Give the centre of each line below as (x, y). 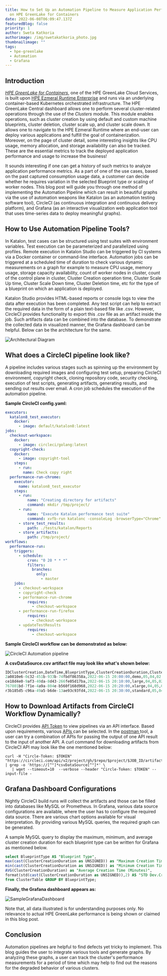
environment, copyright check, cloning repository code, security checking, (82, 378)
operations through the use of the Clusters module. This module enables (80, 114)
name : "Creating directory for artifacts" (72, 500)
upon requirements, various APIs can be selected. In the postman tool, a (79, 731)
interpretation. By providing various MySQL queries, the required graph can (83, 822)
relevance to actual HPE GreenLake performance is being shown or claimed (83, 914)
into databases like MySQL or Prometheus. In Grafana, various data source (82, 806)
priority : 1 (17, 28)
